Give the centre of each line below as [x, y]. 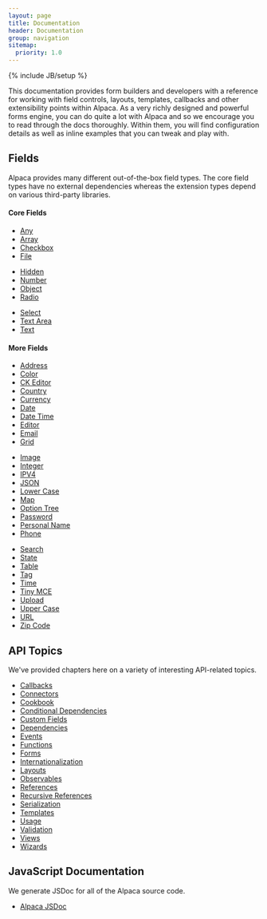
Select [30, 313]
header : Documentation [46, 30]
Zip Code [35, 626]
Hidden [32, 271]
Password [36, 517]
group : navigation [39, 38]
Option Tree [39, 509]
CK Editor [35, 382]
